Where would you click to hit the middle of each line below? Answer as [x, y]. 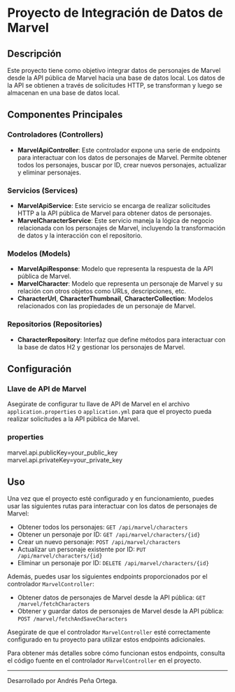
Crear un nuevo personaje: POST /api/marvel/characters [99, 542]
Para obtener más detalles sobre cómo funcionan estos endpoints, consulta [116, 653]
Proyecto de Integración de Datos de [115, 13]
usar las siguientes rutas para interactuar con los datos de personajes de [112, 506]
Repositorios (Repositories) [55, 324]
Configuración [40, 369]
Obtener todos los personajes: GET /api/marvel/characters [102, 527]
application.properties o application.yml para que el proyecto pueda [109, 412]
